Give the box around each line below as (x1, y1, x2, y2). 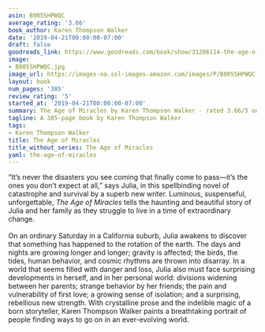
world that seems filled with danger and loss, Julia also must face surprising (8, 265, 256, 274)
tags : (8, 121, 26, 129)
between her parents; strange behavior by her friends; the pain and (8, 282, 227, 291)
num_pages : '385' (8, 84, 65, 93)
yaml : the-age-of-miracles (8, 151, 97, 159)
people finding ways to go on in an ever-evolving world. (8, 315, 189, 324)
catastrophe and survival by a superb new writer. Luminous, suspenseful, (8, 189, 247, 199)
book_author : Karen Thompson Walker (8, 26, 129, 34)
